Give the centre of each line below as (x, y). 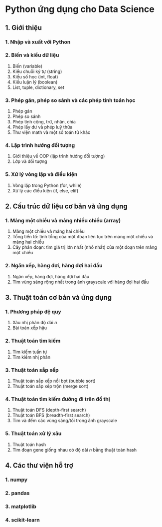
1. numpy (16, 480)
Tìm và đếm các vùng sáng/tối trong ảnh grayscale (65, 421)
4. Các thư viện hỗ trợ (39, 465)
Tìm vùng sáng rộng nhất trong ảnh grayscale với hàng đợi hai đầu (81, 282)
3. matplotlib (21, 507)
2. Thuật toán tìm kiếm (33, 341)
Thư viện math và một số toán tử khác (51, 132)
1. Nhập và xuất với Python (38, 42)
